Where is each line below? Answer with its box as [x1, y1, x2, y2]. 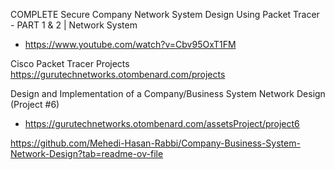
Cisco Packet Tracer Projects [10, 58, 130, 69]
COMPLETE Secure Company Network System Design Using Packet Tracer [10, 9, 320, 20]
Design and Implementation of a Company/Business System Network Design [10, 88, 326, 99]
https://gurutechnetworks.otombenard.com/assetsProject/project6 [24, 118, 300, 129]
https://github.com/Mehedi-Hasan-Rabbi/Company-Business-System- [10, 137, 301, 149]
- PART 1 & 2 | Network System [10, 19, 138, 31]
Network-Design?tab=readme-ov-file [10, 148, 164, 159]
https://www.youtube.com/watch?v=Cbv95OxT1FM [24, 39, 237, 50]
